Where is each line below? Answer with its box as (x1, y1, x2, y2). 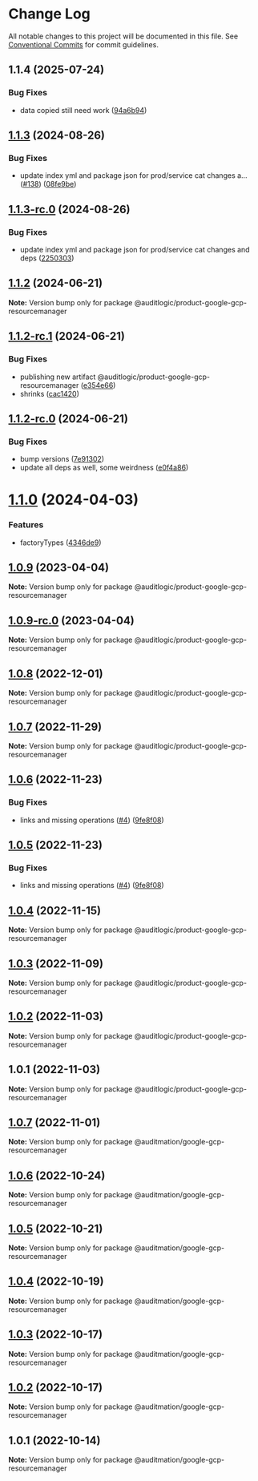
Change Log (8, 5, 91, 23)
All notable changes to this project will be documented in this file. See (8, 31, 239, 41)
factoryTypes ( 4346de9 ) (19, 538, 102, 547)
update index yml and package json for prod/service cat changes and (19, 245, 250, 254)
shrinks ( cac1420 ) (19, 389, 80, 398)
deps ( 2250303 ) (19, 253, 75, 263)
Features (8, 519, 44, 531)
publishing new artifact (19, 372, 96, 381)
